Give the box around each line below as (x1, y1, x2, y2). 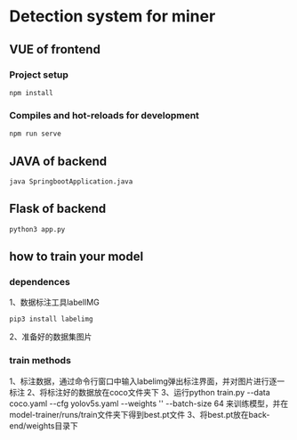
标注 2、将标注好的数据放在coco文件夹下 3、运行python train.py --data (9, 387, 271, 397)
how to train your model (9, 249, 144, 265)
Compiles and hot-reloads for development (9, 109, 200, 121)
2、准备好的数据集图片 (9, 331, 92, 342)
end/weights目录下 (9, 420, 78, 431)
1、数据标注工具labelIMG (9, 297, 100, 308)
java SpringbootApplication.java (9, 176, 133, 186)
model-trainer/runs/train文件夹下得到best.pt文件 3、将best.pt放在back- (9, 409, 270, 420)
